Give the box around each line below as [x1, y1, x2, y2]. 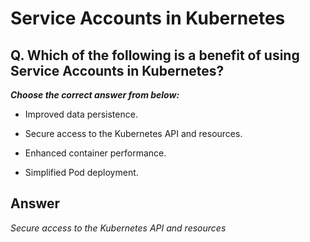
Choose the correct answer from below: [10, 89, 180, 101]
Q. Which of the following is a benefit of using [10, 47, 300, 64]
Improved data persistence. [24, 108, 138, 120]
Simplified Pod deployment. [24, 167, 139, 178]
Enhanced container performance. [24, 147, 167, 159]
